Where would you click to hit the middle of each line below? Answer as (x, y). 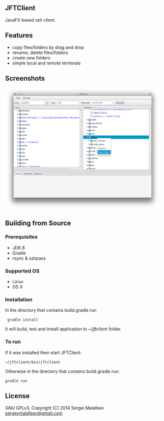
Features (19, 36)
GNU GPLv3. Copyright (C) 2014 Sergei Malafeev (55, 408)
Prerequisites (21, 237)
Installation (19, 300)
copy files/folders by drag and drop (48, 47)
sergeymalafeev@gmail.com (34, 413)
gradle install (23, 320)
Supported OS (22, 271)
